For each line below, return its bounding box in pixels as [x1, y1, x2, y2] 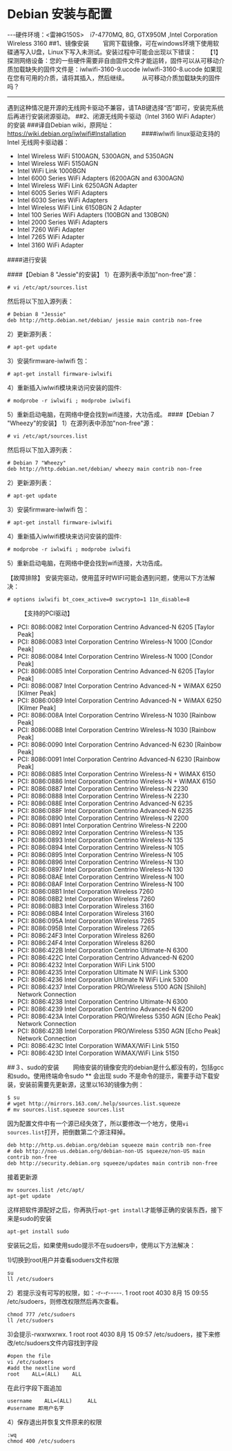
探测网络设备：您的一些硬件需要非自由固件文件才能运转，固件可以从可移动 [7, 56, 219, 64]
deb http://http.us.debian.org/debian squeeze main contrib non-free [7, 1141, 212, 1148]
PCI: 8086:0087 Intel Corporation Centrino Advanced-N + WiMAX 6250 [17, 682, 222, 690]
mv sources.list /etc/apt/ [7, 1186, 85, 1193]
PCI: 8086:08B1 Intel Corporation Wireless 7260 [17, 887, 154, 895]
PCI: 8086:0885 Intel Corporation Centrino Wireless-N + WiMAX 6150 [17, 769, 216, 778]
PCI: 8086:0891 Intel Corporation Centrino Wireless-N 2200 [17, 821, 188, 830]
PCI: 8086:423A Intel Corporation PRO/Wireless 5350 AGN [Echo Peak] [17, 1012, 221, 1020]
